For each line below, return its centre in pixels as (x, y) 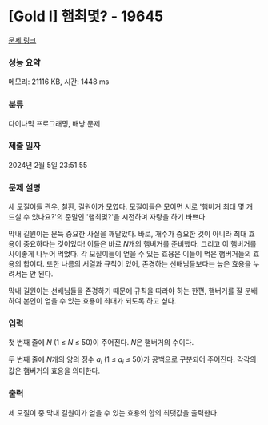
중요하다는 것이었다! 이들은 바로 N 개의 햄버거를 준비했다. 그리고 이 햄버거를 (140, 244)
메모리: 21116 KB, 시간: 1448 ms (59, 82)
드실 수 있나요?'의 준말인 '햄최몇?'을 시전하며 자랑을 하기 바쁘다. (108, 217)
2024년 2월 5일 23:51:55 (48, 165)
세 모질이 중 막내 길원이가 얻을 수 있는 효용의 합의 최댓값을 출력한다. (114, 412)
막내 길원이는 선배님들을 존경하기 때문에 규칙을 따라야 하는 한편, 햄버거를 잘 (126, 291)
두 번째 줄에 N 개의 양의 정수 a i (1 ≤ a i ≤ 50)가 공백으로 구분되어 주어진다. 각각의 (132, 361)
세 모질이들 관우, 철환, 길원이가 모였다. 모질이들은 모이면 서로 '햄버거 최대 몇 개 (131, 207)
